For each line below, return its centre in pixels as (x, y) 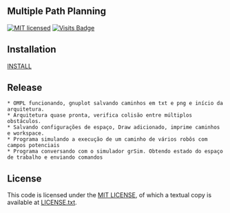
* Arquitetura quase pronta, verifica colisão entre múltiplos (100, 115)
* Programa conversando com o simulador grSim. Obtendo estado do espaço (115, 152)
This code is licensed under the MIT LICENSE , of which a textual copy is (109, 195)
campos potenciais (33, 146)
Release (25, 88)
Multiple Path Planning (57, 11)
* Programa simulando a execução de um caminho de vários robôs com (107, 139)
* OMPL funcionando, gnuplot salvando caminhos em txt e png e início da (115, 103)
